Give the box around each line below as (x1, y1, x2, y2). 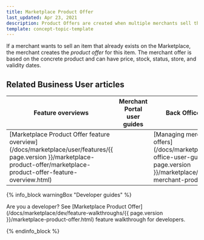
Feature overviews (33, 108, 89, 117)
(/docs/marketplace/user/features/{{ (9, 145, 114, 154)
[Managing (153, 130, 185, 139)
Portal (124, 105, 143, 113)
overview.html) (9, 176, 52, 184)
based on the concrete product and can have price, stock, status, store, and (6, 55, 197, 62)
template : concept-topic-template (6, 25, 94, 32)
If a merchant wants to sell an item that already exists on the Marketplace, (6, 42, 191, 50)
